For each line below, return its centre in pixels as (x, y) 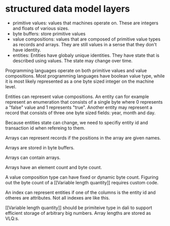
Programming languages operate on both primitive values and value (76, 70)
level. (11, 86)
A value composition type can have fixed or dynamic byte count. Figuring (82, 177)
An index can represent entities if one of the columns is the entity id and (80, 192)
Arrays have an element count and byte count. (54, 167)
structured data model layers (68, 9)
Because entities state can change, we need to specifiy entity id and (77, 122)
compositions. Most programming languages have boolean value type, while (85, 76)
